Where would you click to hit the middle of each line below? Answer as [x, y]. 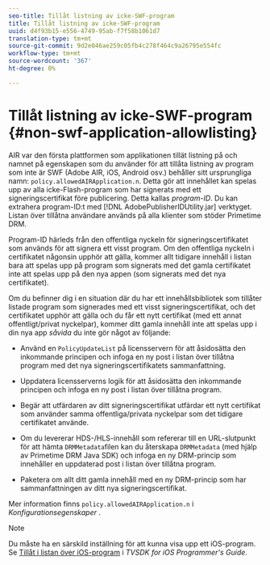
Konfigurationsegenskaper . [54, 512]
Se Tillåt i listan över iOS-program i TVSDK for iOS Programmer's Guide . [128, 552]
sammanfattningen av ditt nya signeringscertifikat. [103, 488]
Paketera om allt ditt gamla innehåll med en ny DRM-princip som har [133, 479]
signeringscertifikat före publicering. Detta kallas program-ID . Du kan [123, 198]
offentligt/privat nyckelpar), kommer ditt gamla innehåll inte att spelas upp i [133, 323]
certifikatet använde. [54, 422]
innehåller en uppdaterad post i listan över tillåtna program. [118, 464]
